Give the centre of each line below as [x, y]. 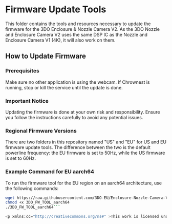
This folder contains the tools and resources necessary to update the [78, 24]
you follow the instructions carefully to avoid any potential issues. [74, 117]
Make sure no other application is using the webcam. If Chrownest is [78, 82]
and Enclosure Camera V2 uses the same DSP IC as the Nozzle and [76, 34]
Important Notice [27, 101]
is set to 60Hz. [21, 158]
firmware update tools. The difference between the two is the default [78, 147]
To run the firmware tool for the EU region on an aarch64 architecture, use [84, 183]
